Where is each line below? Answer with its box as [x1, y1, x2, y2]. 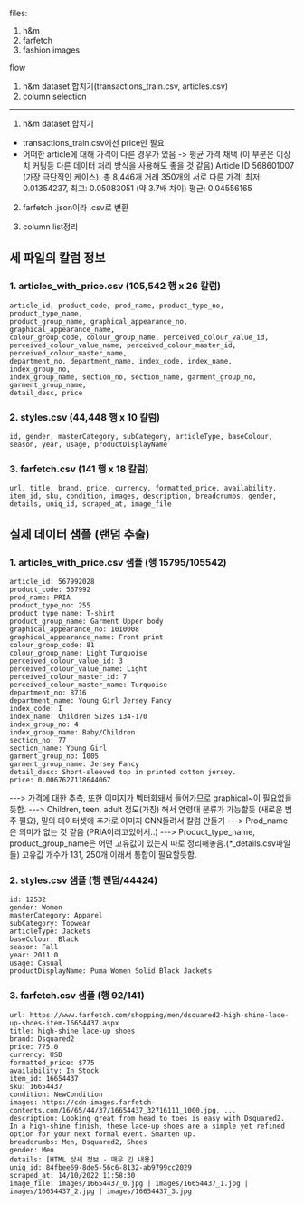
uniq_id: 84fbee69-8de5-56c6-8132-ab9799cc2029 [9, 1162, 193, 1172]
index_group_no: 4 [9, 720, 79, 729]
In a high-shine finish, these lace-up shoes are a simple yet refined [9, 1122, 285, 1131]
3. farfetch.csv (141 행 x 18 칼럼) [9, 462, 149, 475]
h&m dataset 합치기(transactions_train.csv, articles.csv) [22, 81, 229, 92]
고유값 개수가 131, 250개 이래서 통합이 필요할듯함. [21, 849, 197, 860]
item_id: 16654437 [9, 1074, 79, 1083]
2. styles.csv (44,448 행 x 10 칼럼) [9, 411, 161, 423]
